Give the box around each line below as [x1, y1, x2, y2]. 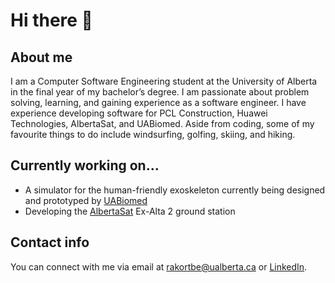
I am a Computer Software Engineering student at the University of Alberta [10, 75, 318, 87]
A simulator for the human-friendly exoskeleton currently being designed [24, 184, 326, 196]
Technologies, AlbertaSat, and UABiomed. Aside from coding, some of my [10, 118, 315, 129]
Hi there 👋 [10, 9, 93, 32]
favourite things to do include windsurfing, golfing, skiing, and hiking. [10, 129, 296, 140]
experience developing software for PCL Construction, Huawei [10, 107, 268, 119]
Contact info [10, 234, 90, 251]
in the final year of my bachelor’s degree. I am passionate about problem [10, 86, 310, 98]
